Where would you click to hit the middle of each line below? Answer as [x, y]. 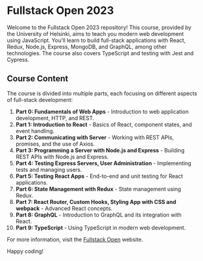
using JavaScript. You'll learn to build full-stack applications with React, [96, 40]
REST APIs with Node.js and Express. [62, 157]
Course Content [38, 79]
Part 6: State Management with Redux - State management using [98, 189]
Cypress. [18, 59]
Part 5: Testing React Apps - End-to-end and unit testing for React [99, 176]
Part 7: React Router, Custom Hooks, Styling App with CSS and [96, 202]
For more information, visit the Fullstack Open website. [75, 239]
